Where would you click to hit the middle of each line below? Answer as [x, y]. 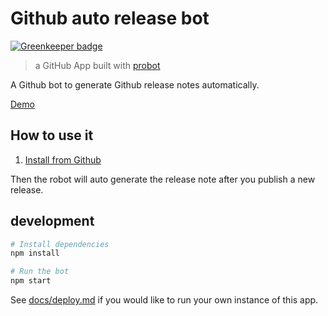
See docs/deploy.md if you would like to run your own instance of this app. [164, 300]
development [52, 221]
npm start [31, 281]
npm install [35, 253]
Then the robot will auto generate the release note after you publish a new [163, 179]
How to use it [52, 135]
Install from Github [63, 159]
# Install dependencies [60, 244]
